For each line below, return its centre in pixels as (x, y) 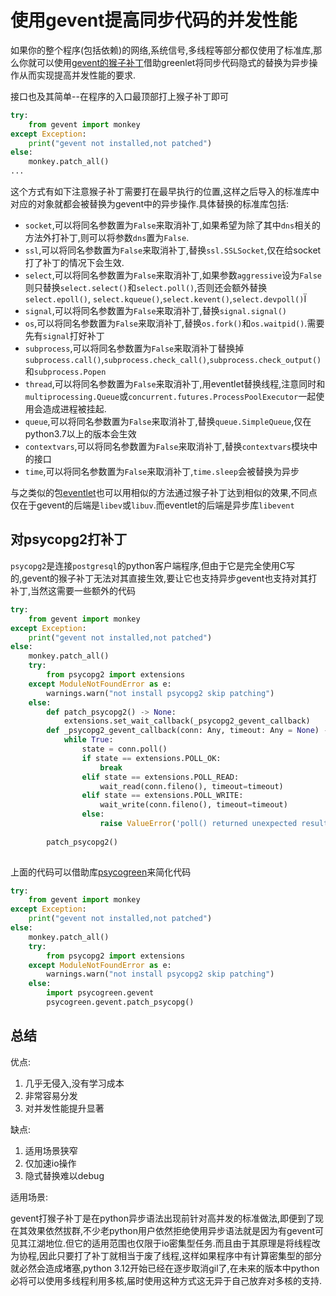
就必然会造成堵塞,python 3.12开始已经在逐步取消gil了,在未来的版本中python (165, 1268)
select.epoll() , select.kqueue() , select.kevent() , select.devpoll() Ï (165, 299)
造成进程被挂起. (74, 409)
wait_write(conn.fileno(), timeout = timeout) (193, 805)
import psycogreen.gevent (100, 993)
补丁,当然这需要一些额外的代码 (73, 590)
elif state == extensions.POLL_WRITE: (162, 796)
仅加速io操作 (50, 1163)
